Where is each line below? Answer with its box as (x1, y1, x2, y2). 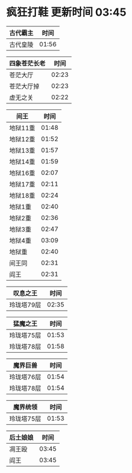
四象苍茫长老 (9, 59, 46, 67)
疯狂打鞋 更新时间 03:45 (6, 5, 127, 19)
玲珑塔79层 (9, 301, 41, 309)
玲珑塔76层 (9, 373, 41, 381)
